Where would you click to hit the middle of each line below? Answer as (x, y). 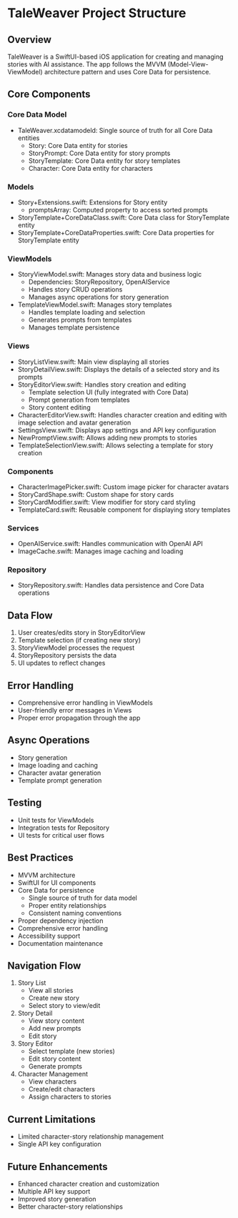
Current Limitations (52, 1119)
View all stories (51, 991)
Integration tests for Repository (63, 828)
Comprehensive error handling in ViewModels (85, 703)
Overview (30, 40)
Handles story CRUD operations (75, 289)
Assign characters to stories (70, 1097)
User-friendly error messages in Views (75, 710)
